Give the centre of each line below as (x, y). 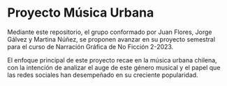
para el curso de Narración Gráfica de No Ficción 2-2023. (90, 46)
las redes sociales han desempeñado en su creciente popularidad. (103, 75)
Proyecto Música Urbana (81, 13)
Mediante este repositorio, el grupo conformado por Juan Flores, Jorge (110, 32)
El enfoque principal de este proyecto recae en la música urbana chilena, (112, 60)
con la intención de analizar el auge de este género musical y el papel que (114, 67)
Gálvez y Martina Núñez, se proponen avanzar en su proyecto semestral (111, 39)
